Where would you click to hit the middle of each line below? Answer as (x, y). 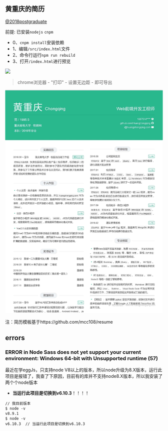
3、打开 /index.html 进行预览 (41, 61)
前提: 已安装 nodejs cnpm (29, 32)
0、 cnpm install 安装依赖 (38, 42)
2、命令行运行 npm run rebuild (44, 55)
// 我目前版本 (18, 404)
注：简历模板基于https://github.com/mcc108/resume (59, 322)
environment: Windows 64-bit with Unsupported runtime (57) (82, 358)
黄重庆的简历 (25, 9)
